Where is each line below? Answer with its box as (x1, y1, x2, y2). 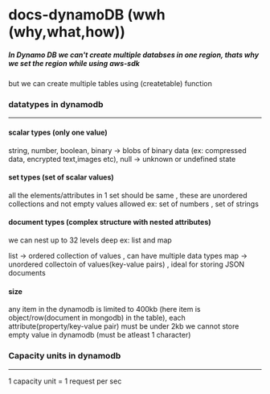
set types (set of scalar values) (8, 172, 114, 182)
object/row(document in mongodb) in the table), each (8, 313, 186, 323)
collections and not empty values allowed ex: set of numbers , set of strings (8, 199, 260, 209)
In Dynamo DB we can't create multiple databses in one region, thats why (8, 50, 260, 60)
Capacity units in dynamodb (8, 350, 121, 362)
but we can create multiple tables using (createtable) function (8, 79, 213, 89)
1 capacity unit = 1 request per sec (8, 376, 122, 386)
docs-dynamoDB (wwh (8, 6, 166, 24)
